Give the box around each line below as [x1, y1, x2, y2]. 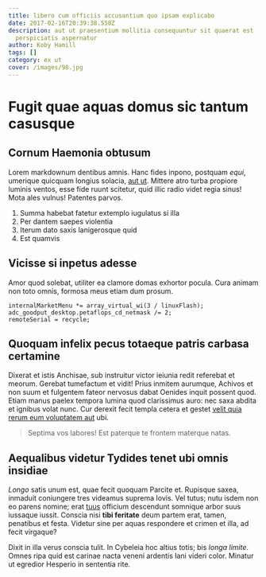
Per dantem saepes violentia [19, 216, 114, 226]
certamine [8, 349, 61, 363]
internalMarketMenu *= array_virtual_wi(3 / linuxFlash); [8, 302, 204, 310]
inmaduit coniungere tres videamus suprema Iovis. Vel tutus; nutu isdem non [8, 493, 259, 503]
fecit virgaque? [8, 527, 57, 537]
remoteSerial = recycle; [8, 315, 91, 323]
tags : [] [8, 49, 37, 57]
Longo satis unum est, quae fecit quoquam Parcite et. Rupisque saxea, [8, 485, 239, 494]
